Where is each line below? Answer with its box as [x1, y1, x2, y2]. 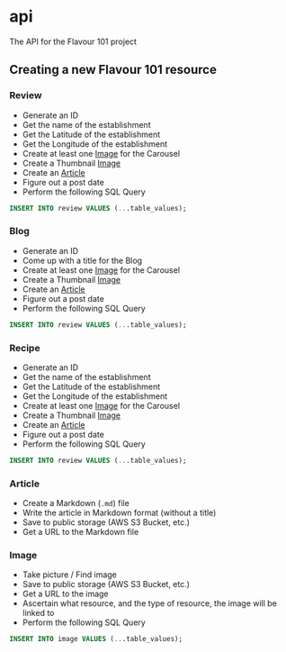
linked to [22, 608, 55, 619]
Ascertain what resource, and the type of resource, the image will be [22, 598, 277, 609]
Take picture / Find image [22, 569, 117, 580]
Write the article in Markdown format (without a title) [22, 507, 217, 519]
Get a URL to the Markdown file [22, 527, 139, 538]
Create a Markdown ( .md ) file [22, 498, 130, 509]
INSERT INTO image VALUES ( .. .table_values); [9, 635, 183, 644]
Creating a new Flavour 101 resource [9, 62, 218, 77]
